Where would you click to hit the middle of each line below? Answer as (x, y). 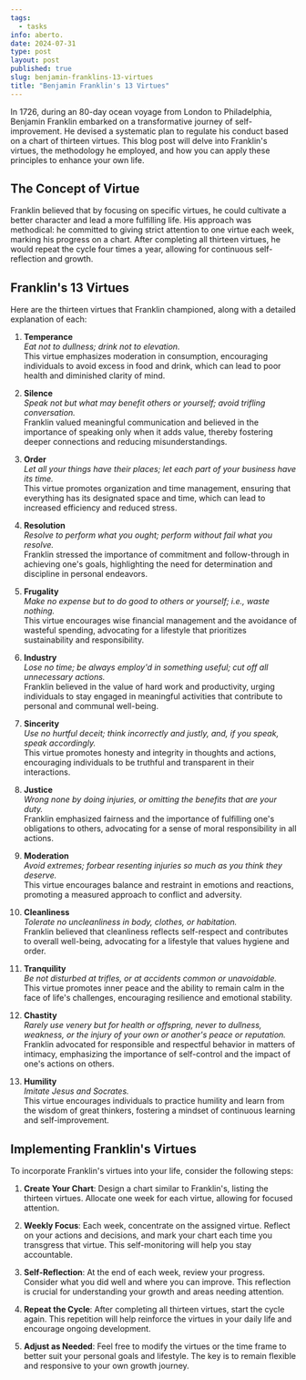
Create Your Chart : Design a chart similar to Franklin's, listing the (146, 1189)
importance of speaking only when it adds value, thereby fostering (148, 432)
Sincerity (41, 724)
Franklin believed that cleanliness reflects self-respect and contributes (156, 932)
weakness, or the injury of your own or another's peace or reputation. (154, 1035)
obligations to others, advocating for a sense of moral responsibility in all (160, 829)
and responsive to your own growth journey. (106, 1366)
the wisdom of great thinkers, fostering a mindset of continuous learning (159, 1111)
